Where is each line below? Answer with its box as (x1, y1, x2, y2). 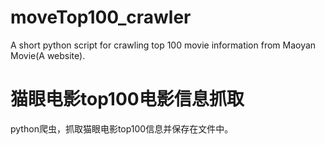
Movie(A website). (10, 49, 86, 61)
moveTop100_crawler (10, 6, 192, 29)
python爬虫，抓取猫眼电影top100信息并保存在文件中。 (10, 122, 234, 135)
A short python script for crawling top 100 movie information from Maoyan (10, 39, 317, 51)
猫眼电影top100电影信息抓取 (10, 88, 245, 111)
